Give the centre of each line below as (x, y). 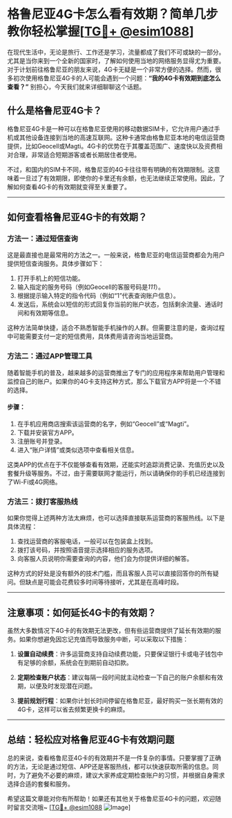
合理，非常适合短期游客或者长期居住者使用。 (76, 155)
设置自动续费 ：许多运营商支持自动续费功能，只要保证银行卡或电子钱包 (117, 654)
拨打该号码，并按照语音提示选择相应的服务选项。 (87, 550)
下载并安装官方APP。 (47, 432)
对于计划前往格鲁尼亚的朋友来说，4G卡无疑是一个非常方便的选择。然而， (111, 69)
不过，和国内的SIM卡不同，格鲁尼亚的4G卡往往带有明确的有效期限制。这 (110, 169)
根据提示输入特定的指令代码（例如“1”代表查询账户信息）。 (98, 296)
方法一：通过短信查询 (42, 238)
